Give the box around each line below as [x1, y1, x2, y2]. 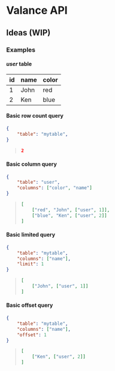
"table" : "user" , [17, 179, 60, 185]
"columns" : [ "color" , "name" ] [17, 185, 93, 191]
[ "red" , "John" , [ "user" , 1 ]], [32, 207, 110, 213]
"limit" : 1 [17, 261, 44, 267]
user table [6, 61, 32, 68]
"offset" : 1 [17, 331, 47, 338]
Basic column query [6, 160, 57, 167]
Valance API [6, 4, 68, 17]
